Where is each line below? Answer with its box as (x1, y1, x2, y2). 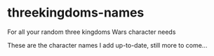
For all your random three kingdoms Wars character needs (7, 28, 176, 36)
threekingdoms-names (7, 5, 145, 21)
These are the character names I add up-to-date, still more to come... (7, 41, 208, 49)
